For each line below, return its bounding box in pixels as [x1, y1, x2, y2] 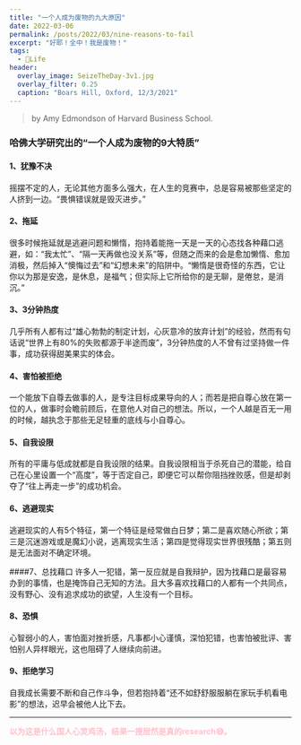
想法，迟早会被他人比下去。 [28, 698, 132, 709]
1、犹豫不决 [9, 160, 53, 171]
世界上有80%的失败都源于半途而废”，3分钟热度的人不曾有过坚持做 [28, 337, 275, 348]
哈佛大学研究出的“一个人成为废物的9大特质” [9, 136, 200, 149]
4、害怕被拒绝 [9, 370, 63, 381]
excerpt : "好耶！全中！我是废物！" [9, 38, 127, 48]
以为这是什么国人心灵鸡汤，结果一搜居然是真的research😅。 [9, 726, 233, 737]
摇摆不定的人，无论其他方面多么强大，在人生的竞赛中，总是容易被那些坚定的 [9, 182, 292, 193]
